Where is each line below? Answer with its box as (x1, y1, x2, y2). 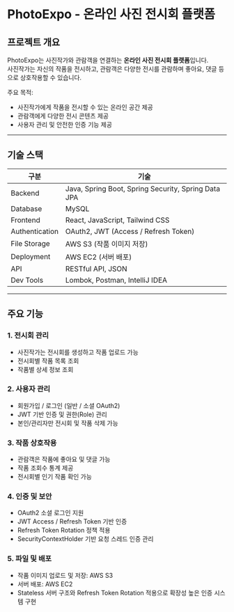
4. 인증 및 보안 (7, 492, 52, 501)
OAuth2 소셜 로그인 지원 (17, 509, 84, 517)
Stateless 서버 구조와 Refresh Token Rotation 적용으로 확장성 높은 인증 (17, 588, 213, 597)
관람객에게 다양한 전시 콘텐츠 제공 (17, 112, 109, 120)
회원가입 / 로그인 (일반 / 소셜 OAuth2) (17, 401, 120, 409)
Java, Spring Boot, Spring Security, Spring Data (65, 184, 221, 194)
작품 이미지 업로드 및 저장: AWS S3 (17, 571, 114, 579)
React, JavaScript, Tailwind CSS (65, 215, 170, 225)
